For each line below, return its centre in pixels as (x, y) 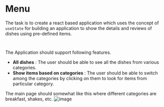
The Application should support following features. (58, 52)
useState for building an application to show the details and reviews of (79, 28)
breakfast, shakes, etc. (29, 99)
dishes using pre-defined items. (39, 33)
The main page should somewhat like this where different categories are (81, 93)
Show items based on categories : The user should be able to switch (85, 73)
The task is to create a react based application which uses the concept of (82, 23)
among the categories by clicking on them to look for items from (80, 78)
